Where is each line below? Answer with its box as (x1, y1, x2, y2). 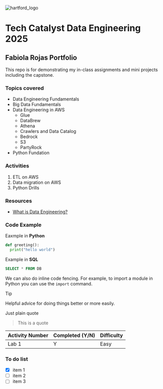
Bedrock (20, 134, 38, 140)
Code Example (5, 221, 42, 228)
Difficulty (100, 331, 123, 338)
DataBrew (20, 118, 41, 124)
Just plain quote (5, 310, 39, 316)
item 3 (12, 378, 26, 384)
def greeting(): (5, 242, 39, 248)
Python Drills (12, 184, 39, 190)
